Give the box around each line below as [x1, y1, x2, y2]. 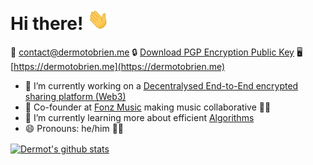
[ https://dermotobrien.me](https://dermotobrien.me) [10, 60, 226, 72]
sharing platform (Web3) [24, 90, 127, 102]
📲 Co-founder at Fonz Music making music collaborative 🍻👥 [24, 101, 272, 113]
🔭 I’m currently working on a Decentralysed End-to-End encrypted [24, 79, 299, 92]
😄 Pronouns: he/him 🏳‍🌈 [24, 122, 125, 134]
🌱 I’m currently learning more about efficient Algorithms [24, 111, 255, 123]
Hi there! [10, 13, 84, 35]
